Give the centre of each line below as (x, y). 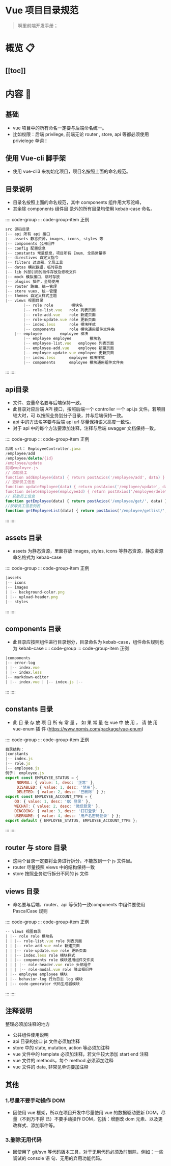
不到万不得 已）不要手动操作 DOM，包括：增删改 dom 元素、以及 (90, 1119)
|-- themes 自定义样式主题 (31, 296)
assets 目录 (24, 538)
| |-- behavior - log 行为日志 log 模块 (44, 979)
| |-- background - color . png (35, 592)
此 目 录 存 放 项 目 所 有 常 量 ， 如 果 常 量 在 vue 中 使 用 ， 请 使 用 (85, 722)
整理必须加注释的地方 (27, 1024)
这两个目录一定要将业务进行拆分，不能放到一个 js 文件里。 (74, 861)
